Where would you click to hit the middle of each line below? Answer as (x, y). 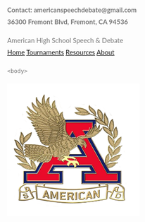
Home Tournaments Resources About (61, 52)
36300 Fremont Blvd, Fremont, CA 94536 (68, 22)
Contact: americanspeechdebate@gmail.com (72, 10)
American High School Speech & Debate (65, 40)
